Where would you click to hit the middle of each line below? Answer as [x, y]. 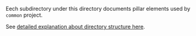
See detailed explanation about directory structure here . [76, 27]
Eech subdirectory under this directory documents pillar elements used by [98, 9]
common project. [24, 15]
